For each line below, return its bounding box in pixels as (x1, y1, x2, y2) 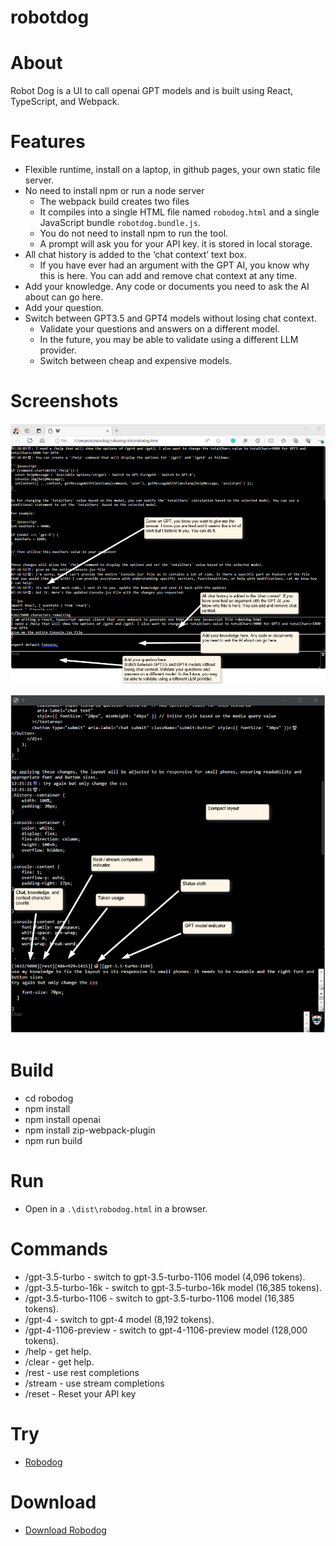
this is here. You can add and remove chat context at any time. (39, 270, 298, 282)
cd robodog (24, 1092, 74, 1104)
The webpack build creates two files (39, 196, 190, 208)
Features (10, 131, 86, 153)
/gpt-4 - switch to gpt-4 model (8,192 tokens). (24, 1313, 215, 1325)
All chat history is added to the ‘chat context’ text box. (24, 249, 248, 261)
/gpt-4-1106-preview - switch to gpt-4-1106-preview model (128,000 (24, 1324, 308, 1336)
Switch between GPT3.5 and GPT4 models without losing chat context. (24, 312, 317, 325)
